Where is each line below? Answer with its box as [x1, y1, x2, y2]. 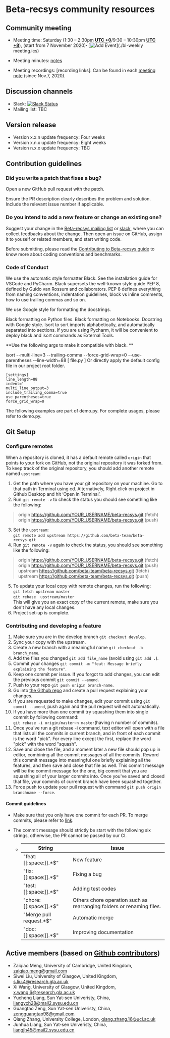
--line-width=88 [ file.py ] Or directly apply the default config [32, 357, 160, 363]
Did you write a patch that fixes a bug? [6, 174, 102, 181]
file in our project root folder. [6, 362, 65, 369]
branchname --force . [13, 789, 55, 795]
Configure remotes [6, 443, 53, 450]
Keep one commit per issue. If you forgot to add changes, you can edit [13, 671, 160, 677]
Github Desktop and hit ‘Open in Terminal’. [13, 491, 101, 497]
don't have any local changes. [13, 604, 76, 610]
